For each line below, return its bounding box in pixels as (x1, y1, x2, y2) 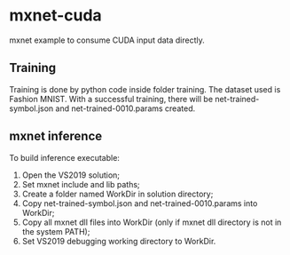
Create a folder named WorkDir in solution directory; (21, 188, 214, 199)
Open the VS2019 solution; (21, 170, 121, 180)
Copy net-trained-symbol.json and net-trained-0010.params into (21, 197, 258, 209)
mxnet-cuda (9, 5, 102, 26)
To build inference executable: (9, 152, 120, 163)
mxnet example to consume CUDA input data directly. (9, 35, 206, 45)
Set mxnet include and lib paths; (21, 179, 140, 189)
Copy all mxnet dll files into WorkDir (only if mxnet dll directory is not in (21, 217, 282, 227)
